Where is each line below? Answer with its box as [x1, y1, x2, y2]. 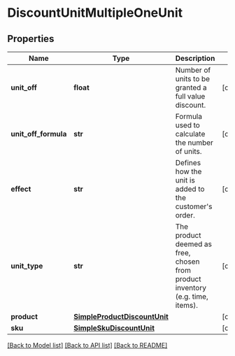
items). [175, 301, 198, 310]
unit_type [10, 261, 43, 271]
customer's [175, 201, 213, 211]
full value [175, 92, 206, 101]
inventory [175, 283, 206, 292]
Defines [175, 158, 201, 167]
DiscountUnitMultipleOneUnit [7, 5, 183, 21]
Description [175, 54, 215, 63]
